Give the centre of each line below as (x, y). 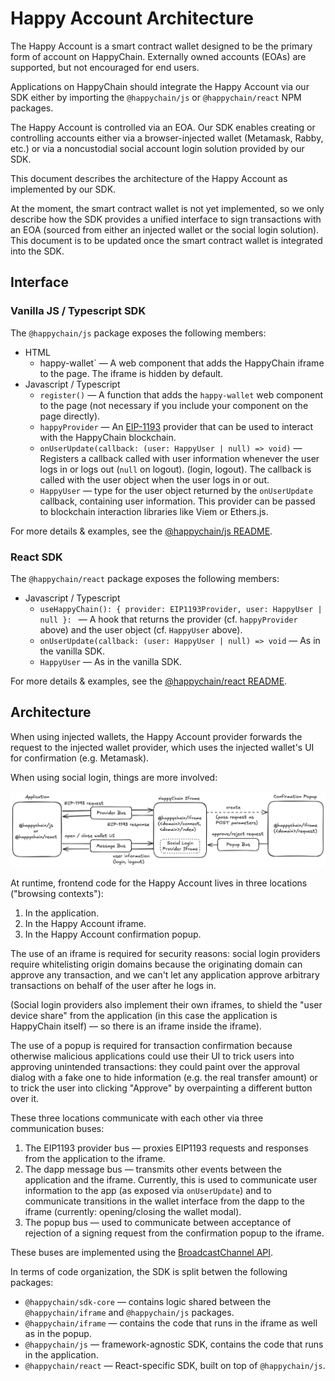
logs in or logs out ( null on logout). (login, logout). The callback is (175, 469)
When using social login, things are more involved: (114, 777)
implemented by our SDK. (63, 189)
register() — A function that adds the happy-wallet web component (181, 394)
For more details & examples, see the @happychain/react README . (149, 681)
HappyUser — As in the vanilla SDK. (110, 661)
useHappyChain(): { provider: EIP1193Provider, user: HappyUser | (181, 609)
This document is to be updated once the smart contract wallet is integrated (166, 240)
